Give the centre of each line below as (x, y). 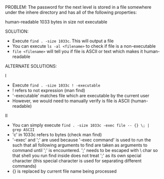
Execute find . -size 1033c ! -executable (56, 85)
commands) (24, 166)
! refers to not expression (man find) (49, 90)
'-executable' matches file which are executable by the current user (81, 96)
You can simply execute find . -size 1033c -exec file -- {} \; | (81, 125)
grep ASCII (23, 130)
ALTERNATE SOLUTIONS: (31, 66)
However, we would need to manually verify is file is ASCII (71, 101)
